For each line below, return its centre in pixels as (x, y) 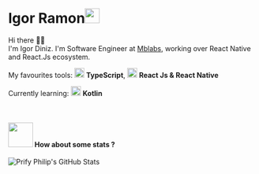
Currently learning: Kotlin (55, 93)
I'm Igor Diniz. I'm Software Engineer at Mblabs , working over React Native (129, 48)
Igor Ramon (47, 19)
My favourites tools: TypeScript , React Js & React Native (113, 75)
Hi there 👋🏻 (27, 40)
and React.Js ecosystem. (49, 57)
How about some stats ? (75, 144)
